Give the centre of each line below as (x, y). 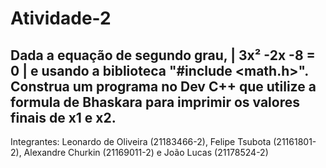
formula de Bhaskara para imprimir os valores (155, 102)
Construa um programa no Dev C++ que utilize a (163, 86)
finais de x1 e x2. (63, 117)
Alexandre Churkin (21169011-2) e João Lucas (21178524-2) (146, 152)
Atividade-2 (61, 18)
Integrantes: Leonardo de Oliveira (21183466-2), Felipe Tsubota (141, 141)
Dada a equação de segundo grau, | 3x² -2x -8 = (163, 55)
